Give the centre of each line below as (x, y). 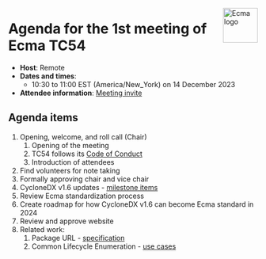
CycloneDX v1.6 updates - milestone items (89, 187)
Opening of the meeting (70, 145)
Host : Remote (42, 67)
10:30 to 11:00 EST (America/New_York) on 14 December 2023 (133, 84)
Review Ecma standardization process (82, 196)
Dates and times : (48, 76)
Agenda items (44, 118)
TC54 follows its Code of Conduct (87, 154)
